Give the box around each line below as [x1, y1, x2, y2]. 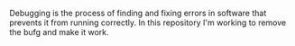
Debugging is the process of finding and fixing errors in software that [9, 8, 267, 18]
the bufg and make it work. [9, 27, 110, 37]
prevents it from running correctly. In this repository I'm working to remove [9, 17, 287, 28]
